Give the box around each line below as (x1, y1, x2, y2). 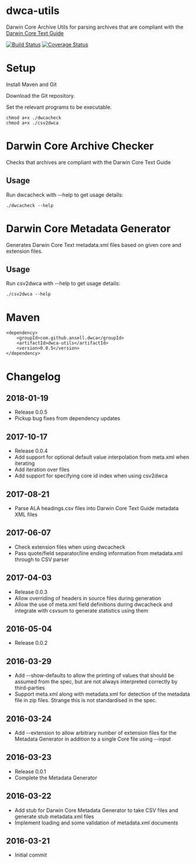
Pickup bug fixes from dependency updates (14, 415, 121, 422)
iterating (14, 460, 35, 467)
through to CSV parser (14, 556, 69, 563)
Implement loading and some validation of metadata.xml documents (14, 819, 178, 826)
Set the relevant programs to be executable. (6, 104, 112, 111)
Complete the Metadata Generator (14, 774, 98, 781)
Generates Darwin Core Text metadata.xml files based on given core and (6, 241, 181, 248)
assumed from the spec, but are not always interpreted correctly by (14, 678, 178, 685)
